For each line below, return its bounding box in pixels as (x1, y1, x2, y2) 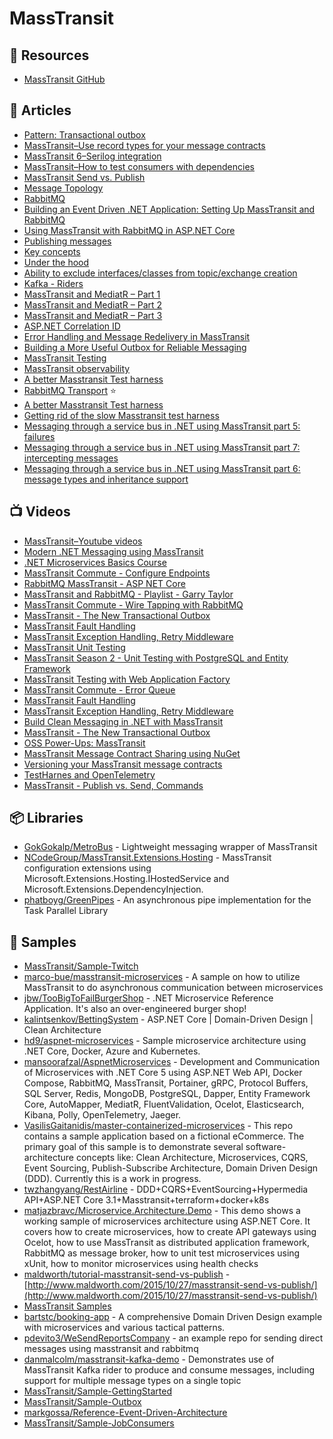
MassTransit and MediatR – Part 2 (23, 298, 163, 311)
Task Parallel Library (23, 905, 109, 917)
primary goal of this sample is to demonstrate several (23, 1141, 244, 1153)
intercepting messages (23, 452, 119, 464)
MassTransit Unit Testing (23, 641, 126, 653)
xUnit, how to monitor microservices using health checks (23, 1258, 259, 1270)
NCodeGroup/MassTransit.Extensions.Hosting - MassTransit (23, 852, 272, 864)
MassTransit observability (23, 362, 131, 374)
